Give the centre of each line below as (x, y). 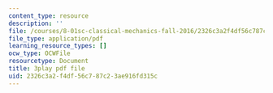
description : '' (36, 23)
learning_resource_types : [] (58, 46)
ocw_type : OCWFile (39, 53)
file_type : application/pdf (56, 38)
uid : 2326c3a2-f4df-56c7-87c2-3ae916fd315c (83, 76)
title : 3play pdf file (47, 69)
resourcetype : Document (49, 61)
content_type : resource (49, 16)
